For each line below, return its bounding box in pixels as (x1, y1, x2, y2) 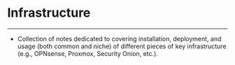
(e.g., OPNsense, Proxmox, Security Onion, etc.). (17, 49, 159, 57)
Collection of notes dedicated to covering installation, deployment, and (17, 34, 222, 43)
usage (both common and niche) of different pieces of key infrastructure (17, 42, 227, 50)
